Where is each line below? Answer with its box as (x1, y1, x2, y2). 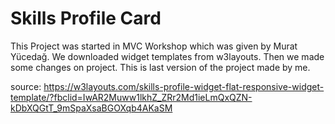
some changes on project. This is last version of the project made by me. (10, 61, 311, 73)
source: (10, 80, 42, 92)
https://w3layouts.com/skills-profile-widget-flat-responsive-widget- (43, 80, 325, 92)
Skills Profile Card (10, 7, 162, 30)
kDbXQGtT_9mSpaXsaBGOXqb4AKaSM (10, 102, 173, 114)
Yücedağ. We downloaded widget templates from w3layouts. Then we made (10, 50, 325, 62)
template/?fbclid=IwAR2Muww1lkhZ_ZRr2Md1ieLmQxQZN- (10, 91, 253, 103)
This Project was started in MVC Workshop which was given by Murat (10, 40, 298, 52)
